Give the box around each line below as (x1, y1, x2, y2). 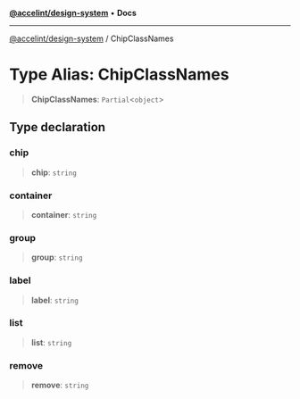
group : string (30, 252, 83, 262)
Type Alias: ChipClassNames (9, 64, 229, 85)
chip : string (30, 167, 78, 178)
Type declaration (9, 120, 105, 135)
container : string (30, 209, 97, 220)
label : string (30, 295, 79, 305)
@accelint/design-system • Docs (9, 8, 137, 18)
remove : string (30, 379, 89, 391)
